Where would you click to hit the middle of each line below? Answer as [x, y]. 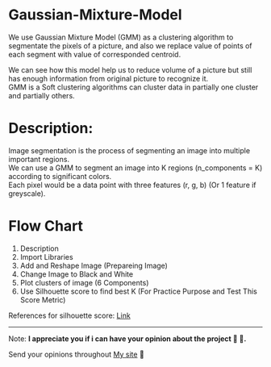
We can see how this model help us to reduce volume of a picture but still [130, 69]
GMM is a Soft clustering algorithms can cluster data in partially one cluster [133, 87]
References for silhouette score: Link [69, 315]
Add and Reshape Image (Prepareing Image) [94, 265]
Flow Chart [46, 226]
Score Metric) [43, 299]
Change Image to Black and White [77, 274]
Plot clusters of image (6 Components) [84, 282]
